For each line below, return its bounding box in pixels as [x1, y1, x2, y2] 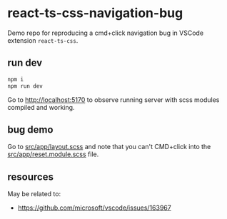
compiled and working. [7, 103, 75, 111]
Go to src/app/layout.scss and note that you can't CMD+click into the [7, 143, 211, 151]
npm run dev [7, 82, 43, 90]
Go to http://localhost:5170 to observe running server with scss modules [7, 95, 220, 104]
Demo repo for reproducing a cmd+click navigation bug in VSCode [7, 29, 204, 37]
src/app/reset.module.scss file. [7, 150, 99, 158]
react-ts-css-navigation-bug [7, 5, 183, 21]
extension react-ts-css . [7, 36, 79, 44]
